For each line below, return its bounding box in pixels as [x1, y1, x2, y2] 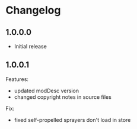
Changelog [5, 4, 61, 17]
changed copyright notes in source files [14, 93, 112, 101]
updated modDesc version [14, 87, 79, 94]
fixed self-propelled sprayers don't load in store [14, 116, 131, 123]
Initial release [14, 43, 47, 50]
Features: [5, 75, 29, 83]
